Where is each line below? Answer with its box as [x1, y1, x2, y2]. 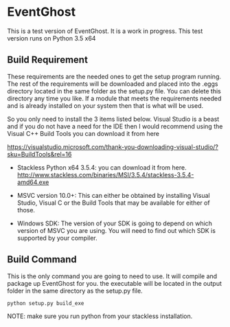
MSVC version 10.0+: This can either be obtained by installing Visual [16, 191, 211, 199]
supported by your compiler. [16, 234, 97, 242]
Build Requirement [7, 54, 88, 66]
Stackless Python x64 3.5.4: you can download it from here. [16, 163, 187, 172]
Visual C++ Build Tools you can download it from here [7, 129, 160, 137]
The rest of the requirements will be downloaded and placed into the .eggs [7, 80, 218, 88]
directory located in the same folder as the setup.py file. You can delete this [7, 87, 221, 95]
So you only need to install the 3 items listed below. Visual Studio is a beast [7, 115, 220, 123]
